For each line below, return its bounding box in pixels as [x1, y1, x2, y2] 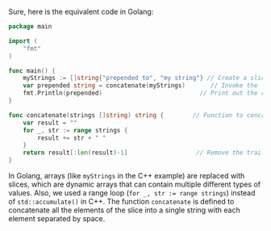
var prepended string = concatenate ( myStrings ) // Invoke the [23, 82, 258, 90]
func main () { [8, 66, 56, 75]
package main [8, 23, 52, 31]
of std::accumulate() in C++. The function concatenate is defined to [8, 197, 235, 206]
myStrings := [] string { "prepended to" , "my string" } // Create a [23, 74, 248, 82]
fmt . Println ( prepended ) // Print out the [23, 89, 258, 98]
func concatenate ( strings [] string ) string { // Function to [8, 111, 244, 120]
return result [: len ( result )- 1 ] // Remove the [23, 149, 244, 157]
